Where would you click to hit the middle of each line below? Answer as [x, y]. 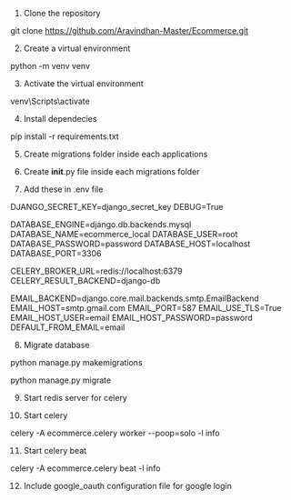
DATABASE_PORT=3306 [56, 253]
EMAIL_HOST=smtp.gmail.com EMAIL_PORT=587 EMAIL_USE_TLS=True [146, 308]
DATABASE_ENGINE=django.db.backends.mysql [101, 225]
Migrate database [56, 345]
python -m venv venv [50, 66]
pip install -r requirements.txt [65, 136]
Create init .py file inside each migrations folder [111, 171]
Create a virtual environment [77, 48]
